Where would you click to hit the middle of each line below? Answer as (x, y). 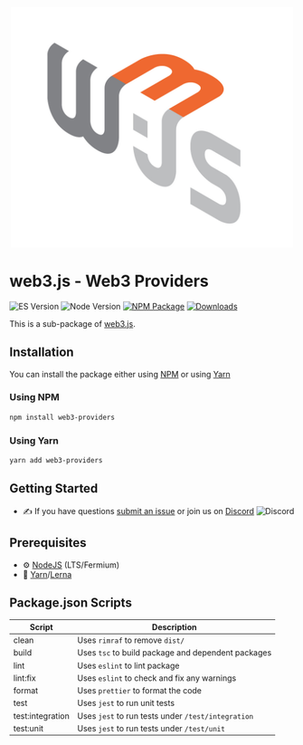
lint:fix (24, 678)
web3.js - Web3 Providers (109, 281)
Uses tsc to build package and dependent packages (174, 653)
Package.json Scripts (71, 602)
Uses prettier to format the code (139, 691)
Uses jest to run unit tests (125, 703)
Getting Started (54, 488)
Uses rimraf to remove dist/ (131, 640)
